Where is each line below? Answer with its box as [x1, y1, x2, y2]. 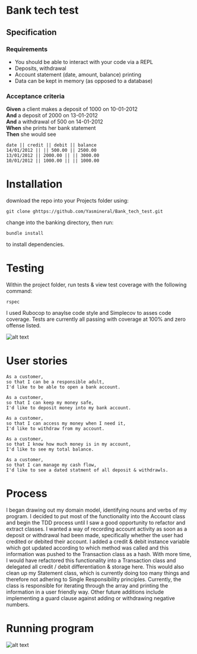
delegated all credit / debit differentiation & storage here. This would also [6, 563, 185, 570]
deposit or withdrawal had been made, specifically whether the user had [6, 531, 183, 538]
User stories [6, 354, 68, 368]
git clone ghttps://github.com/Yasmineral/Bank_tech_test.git [6, 209, 163, 215]
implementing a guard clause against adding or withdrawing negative [6, 594, 175, 602]
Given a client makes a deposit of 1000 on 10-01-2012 [6, 106, 138, 113]
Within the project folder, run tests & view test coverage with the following [6, 281, 187, 288]
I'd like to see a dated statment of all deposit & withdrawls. [6, 467, 169, 473]
